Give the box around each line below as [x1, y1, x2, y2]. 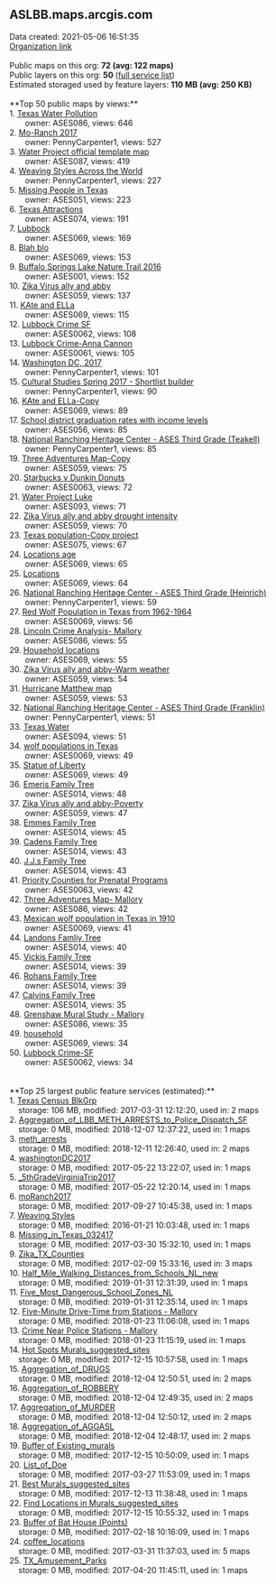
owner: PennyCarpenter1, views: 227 [24, 175, 162, 186]
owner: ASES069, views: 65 [24, 558, 128, 569]
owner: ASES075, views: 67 [24, 539, 127, 549]
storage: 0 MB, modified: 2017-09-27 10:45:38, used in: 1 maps [17, 1200, 253, 1211]
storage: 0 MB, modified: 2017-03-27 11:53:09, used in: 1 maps [17, 1469, 251, 1479]
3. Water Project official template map [9, 146, 150, 157]
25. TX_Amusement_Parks [9, 1555, 107, 1566]
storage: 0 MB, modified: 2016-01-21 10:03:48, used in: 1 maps [17, 1220, 251, 1230]
